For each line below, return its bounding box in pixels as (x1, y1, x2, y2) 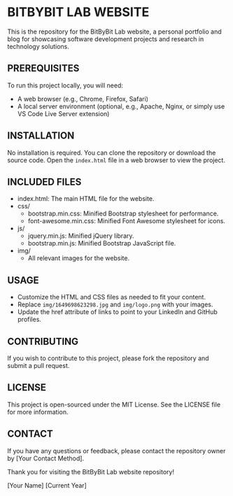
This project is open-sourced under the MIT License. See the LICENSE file (7, 400, 221, 409)
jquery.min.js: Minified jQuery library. (27, 232, 134, 240)
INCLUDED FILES (7, 176, 82, 187)
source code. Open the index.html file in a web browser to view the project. (7, 155, 226, 164)
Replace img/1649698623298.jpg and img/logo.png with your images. (17, 300, 213, 309)
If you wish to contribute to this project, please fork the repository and (7, 354, 209, 362)
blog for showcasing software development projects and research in (7, 34, 204, 43)
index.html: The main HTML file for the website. (17, 194, 155, 203)
